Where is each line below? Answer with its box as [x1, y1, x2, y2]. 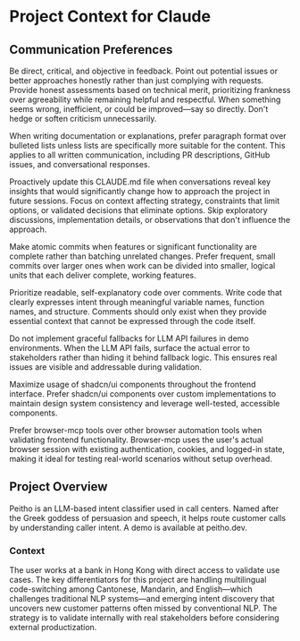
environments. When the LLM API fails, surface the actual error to [9, 343, 250, 353]
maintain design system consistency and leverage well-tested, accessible [9, 398, 280, 408]
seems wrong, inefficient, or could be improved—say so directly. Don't [9, 104, 269, 114]
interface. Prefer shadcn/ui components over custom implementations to [9, 389, 277, 399]
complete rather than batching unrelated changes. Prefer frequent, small [9, 251, 276, 261]
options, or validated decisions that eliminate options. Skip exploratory [9, 205, 268, 216]
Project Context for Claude [9, 6, 212, 27]
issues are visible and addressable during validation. [9, 362, 203, 372]
